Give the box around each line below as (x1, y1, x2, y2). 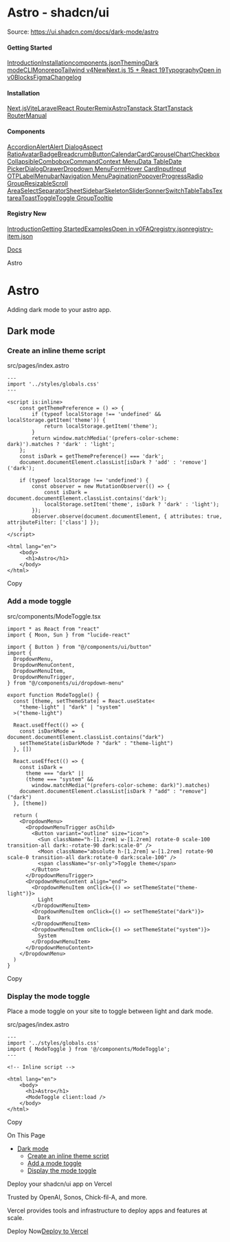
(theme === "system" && (25, 775, 94, 783)
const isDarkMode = (19, 727, 76, 735)
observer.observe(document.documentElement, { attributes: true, (32, 513, 223, 520)
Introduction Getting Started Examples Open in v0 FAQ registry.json (7, 225, 189, 233)
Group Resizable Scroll (7, 179, 69, 187)
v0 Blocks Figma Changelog (7, 74, 82, 82)
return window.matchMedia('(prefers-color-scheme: (32, 435, 180, 442)
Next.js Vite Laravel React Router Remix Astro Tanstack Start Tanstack (7, 104, 194, 113)
